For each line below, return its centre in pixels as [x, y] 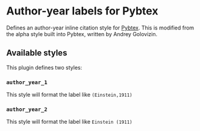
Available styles [37, 53]
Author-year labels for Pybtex [82, 11]
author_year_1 [27, 82]
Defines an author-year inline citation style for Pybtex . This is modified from [100, 28]
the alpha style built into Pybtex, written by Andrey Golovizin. [82, 34]
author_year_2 [27, 109]
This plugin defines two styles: [44, 67]
